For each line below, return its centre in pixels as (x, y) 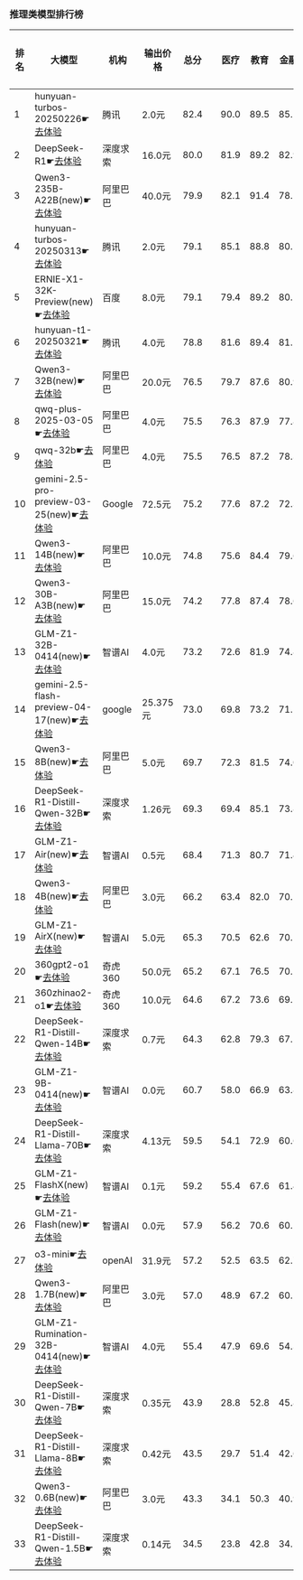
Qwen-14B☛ (63, 1043)
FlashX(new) (61, 1185)
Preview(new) (64, 302)
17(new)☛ (57, 720)
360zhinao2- (64, 993)
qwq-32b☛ (60, 451)
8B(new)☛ (57, 762)
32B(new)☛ (60, 381)
